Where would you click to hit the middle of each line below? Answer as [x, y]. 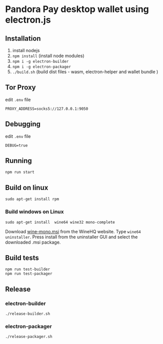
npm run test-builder [28, 269]
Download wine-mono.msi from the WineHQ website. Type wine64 [73, 231]
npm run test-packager [29, 274]
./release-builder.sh [28, 314]
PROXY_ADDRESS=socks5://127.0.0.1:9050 [47, 109]
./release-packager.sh [29, 337]
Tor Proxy [20, 88]
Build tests [22, 257]
